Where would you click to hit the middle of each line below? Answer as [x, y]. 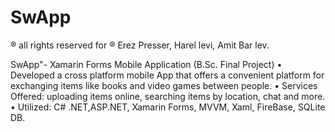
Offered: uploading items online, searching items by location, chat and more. [168, 96]
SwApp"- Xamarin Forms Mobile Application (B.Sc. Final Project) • [146, 64]
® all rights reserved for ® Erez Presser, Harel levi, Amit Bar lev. [140, 45]
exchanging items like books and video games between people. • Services [164, 85]
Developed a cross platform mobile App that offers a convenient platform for [167, 75]
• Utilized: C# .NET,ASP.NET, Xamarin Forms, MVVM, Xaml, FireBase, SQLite [168, 107]
